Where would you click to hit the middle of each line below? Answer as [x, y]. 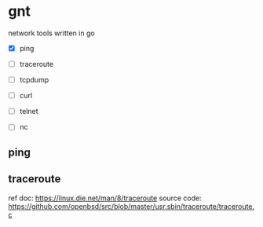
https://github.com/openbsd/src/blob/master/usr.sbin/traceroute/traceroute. [131, 206]
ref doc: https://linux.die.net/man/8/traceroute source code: [105, 198]
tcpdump [34, 80]
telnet [29, 112]
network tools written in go [52, 33]
